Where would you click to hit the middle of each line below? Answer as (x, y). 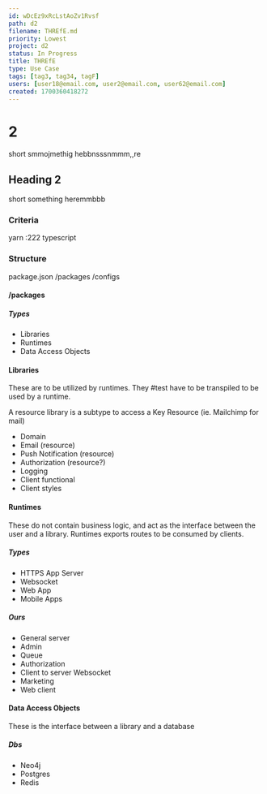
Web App (36, 590)
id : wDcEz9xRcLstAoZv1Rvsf (54, 16)
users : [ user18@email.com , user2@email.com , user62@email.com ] (117, 84)
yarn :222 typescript (42, 238)
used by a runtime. (40, 397)
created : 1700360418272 (49, 91)
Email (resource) (47, 445)
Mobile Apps (41, 598)
